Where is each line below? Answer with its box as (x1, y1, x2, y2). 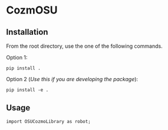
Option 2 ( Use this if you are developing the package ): (6, 76, 139, 82)
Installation (6, 27, 48, 37)
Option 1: (6, 54, 28, 61)
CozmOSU (6, 4, 58, 17)
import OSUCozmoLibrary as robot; (6, 118, 91, 124)
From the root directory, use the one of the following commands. (6, 42, 163, 49)
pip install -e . (6, 87, 49, 93)
